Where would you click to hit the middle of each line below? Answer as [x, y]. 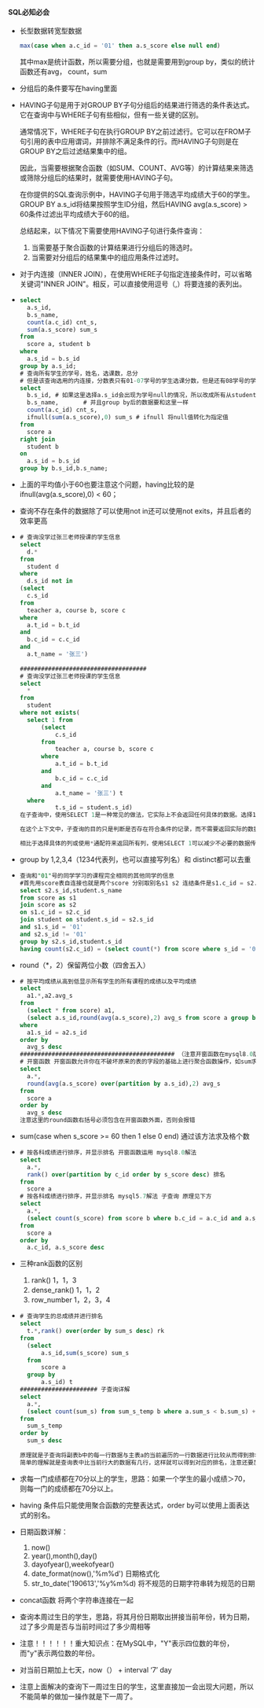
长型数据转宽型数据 [51, 31]
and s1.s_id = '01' [51, 927]
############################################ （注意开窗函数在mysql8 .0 [136, 1055]
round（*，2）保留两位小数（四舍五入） [84, 965]
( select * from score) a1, [71, 1010]
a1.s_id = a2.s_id [57, 1033]
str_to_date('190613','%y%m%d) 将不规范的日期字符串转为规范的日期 [143, 1583]
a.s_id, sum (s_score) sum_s [85, 1353]
